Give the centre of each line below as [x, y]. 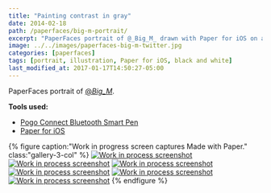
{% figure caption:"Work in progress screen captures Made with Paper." [128, 146]
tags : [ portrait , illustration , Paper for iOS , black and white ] [120, 61]
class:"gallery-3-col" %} [49, 154]
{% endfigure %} [140, 180]
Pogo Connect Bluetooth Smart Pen [79, 122]
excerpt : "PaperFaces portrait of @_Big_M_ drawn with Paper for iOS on [133, 38]
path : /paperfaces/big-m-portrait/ [68, 31]
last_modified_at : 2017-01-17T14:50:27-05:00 [86, 68]
